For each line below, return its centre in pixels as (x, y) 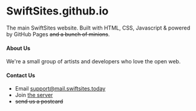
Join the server (34, 95)
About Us (18, 48)
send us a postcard (39, 101)
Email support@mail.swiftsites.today (60, 89)
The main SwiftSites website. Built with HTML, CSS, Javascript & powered (98, 28)
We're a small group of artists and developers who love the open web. (93, 62)
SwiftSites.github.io (57, 11)
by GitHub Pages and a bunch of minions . (58, 34)
